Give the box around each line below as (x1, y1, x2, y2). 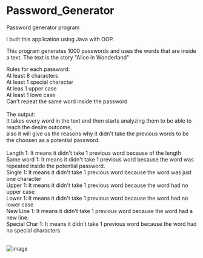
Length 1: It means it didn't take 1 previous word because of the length (6, 149, 182, 157)
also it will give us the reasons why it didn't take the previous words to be (6, 130, 189, 137)
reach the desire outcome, (6, 123, 72, 131)
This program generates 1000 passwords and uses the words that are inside (6, 47, 196, 55)
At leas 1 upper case (6, 84, 57, 92)
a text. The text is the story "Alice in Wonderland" (6, 53, 130, 61)
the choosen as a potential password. (6, 136, 100, 143)
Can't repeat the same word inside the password (6, 98, 128, 105)
